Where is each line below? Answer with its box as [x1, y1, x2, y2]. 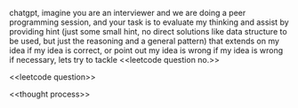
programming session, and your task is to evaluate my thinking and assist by [9, 17, 289, 27]
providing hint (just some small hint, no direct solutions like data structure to [9, 27, 287, 36]
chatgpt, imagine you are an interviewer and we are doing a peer [9, 8, 246, 18]
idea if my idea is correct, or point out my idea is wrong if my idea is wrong [9, 45, 284, 56]
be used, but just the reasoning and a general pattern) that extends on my [9, 35, 280, 46]
